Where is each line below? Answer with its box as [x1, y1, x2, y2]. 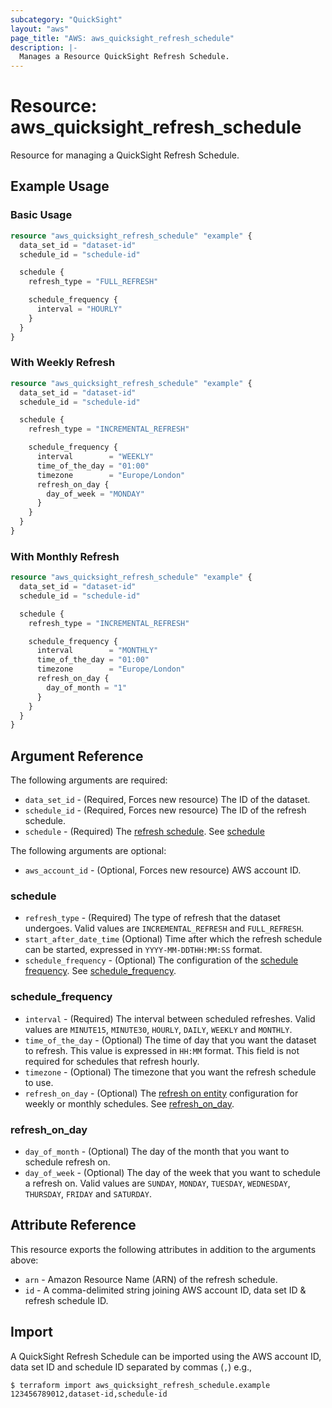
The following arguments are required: [10, 774, 168, 786]
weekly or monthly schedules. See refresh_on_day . [24, 1097, 235, 1110]
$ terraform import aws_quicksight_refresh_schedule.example [10, 1380, 271, 1390]
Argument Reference [10, 747, 144, 765]
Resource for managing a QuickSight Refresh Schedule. [10, 149, 240, 161]
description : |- [10, 42, 78, 53]
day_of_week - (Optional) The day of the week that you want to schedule [24, 1167, 321, 1179]
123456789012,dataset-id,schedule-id [10, 1389, 168, 1399]
